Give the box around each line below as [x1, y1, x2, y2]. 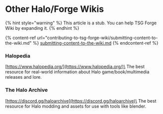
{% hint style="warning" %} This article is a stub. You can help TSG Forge [5, 20, 157, 26]
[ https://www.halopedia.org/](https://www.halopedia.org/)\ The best [5, 63, 145, 70]
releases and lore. [5, 74, 42, 80]
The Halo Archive [5, 87, 48, 94]
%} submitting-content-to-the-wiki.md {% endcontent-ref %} [32, 40, 159, 46]
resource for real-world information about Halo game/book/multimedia [5, 69, 150, 75]
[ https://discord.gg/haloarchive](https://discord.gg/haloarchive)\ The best [5, 98, 157, 104]
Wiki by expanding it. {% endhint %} [5, 25, 80, 31]
